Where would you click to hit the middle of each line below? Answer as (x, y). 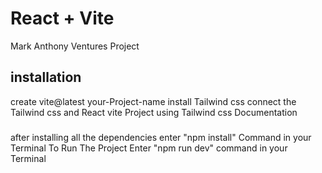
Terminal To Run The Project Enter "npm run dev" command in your (149, 148)
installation (46, 77)
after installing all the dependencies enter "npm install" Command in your (161, 137)
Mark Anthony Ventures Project (75, 46)
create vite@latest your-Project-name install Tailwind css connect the (153, 101)
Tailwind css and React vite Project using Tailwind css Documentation (154, 112)
